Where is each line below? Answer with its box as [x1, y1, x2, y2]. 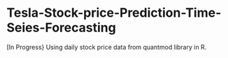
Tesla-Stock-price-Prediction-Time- [6, 5, 222, 21]
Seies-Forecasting [6, 20, 116, 36]
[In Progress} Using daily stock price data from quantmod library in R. [6, 43, 207, 51]
